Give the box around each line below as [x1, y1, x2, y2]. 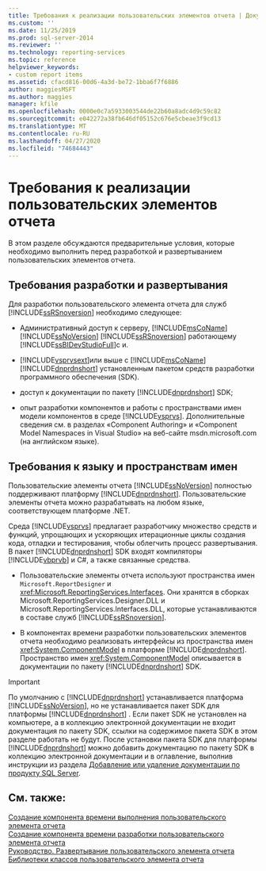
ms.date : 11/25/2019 [8, 26, 77, 34]
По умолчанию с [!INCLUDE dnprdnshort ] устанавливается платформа [8, 692, 244, 702]
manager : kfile [8, 100, 59, 108]
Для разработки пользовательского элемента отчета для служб [8, 299, 227, 309]
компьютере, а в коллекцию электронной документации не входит [8, 717, 236, 727]
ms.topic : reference [8, 56, 77, 64]
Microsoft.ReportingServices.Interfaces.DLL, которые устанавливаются [19, 604, 257, 613]
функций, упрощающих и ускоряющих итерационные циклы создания [8, 529, 245, 539]
